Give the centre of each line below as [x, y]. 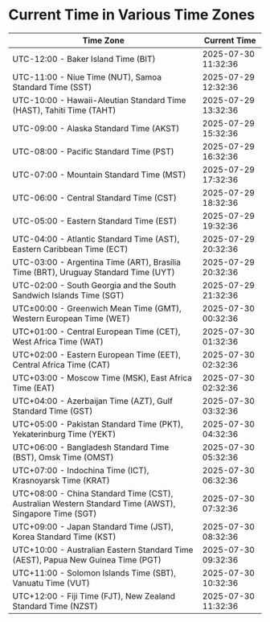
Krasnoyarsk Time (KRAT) [61, 480]
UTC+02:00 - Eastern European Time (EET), [96, 354]
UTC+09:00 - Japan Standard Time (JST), [93, 526]
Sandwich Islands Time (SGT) [68, 295]
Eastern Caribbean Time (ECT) [70, 249]
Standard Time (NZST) [55, 606]
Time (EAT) [33, 388]
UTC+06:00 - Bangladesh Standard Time [91, 447]
